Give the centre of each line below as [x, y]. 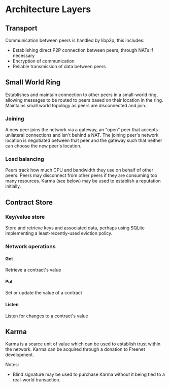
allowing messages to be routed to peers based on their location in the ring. [84, 100]
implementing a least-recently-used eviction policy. [59, 233]
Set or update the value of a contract [44, 293]
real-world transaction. [37, 380]
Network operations [30, 247]
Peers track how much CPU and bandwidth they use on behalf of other [79, 170]
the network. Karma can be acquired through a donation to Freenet [75, 349]
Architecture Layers [48, 9]
